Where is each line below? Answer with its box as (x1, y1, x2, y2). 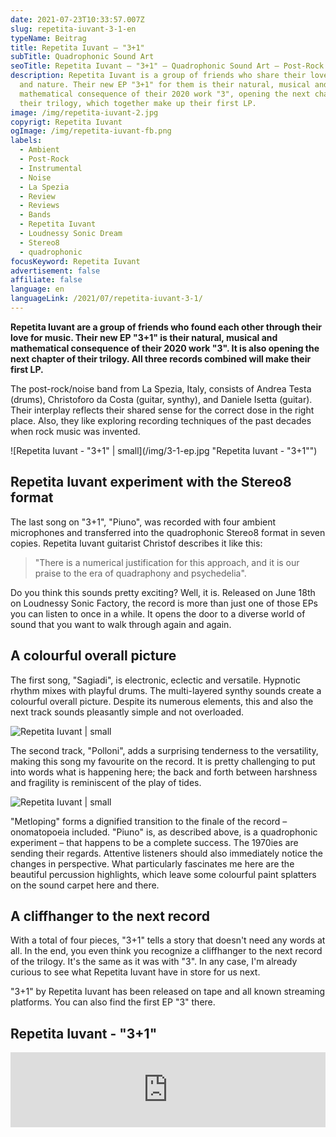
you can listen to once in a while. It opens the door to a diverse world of (10, 607, 306, 620)
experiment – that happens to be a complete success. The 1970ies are (10, 836, 299, 848)
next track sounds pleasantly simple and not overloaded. (10, 706, 245, 718)
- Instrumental (19, 163, 83, 173)
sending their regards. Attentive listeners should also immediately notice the (10, 847, 323, 859)
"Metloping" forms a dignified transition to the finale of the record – (10, 815, 288, 827)
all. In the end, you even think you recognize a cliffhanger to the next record (10, 945, 323, 957)
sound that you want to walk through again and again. (10, 618, 232, 630)
